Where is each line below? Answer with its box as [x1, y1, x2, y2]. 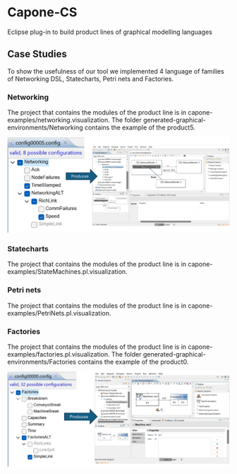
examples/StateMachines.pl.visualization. [7, 267, 128, 276]
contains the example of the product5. [84, 123, 195, 132]
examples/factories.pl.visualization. [7, 350, 111, 358]
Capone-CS [7, 4, 78, 21]
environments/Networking [7, 123, 83, 132]
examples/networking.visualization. [7, 116, 111, 125]
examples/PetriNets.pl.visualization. [7, 308, 111, 317]
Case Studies [7, 48, 67, 60]
